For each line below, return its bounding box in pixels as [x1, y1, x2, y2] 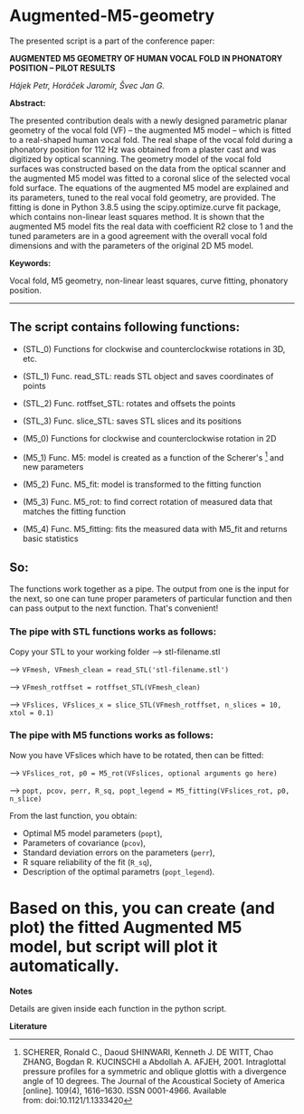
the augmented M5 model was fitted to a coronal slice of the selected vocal [9, 173, 291, 184]
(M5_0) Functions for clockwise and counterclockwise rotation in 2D [22, 433, 277, 443]
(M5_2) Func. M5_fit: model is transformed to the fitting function [22, 479, 262, 490]
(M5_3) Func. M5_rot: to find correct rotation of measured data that [22, 497, 273, 508]
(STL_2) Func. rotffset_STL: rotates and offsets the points [22, 397, 236, 408]
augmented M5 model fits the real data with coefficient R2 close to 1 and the [9, 221, 294, 232]
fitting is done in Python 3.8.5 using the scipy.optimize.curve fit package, [9, 201, 281, 213]
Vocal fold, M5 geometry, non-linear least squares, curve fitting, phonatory [9, 275, 289, 286]
